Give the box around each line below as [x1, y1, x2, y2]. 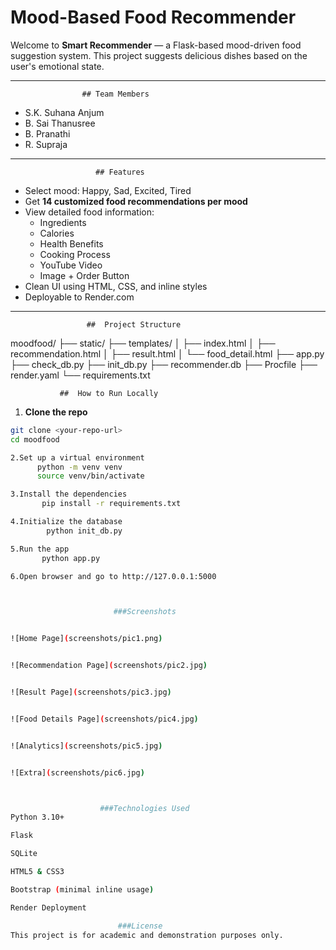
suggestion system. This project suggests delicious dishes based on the [10, 49, 308, 61]
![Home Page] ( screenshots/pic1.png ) [10, 634, 163, 644]
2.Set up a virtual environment [10, 452, 145, 463]
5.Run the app [10, 544, 70, 554]
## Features [95, 167, 145, 177]
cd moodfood [10, 434, 60, 445]
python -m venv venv [36, 462, 123, 472]
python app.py [41, 553, 101, 563]
